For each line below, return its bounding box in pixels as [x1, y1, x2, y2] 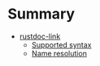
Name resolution [31, 48, 87, 58]
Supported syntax [31, 39, 92, 49]
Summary [7, 5, 75, 23]
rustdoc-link [19, 31, 61, 41]
